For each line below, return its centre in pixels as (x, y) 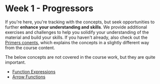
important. (15, 62)
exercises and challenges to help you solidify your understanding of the (77, 32)
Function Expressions (34, 71)
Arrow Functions (29, 77)
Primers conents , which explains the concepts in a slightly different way (77, 42)
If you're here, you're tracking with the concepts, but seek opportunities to (80, 22)
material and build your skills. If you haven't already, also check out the (76, 37)
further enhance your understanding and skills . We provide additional (76, 27)
